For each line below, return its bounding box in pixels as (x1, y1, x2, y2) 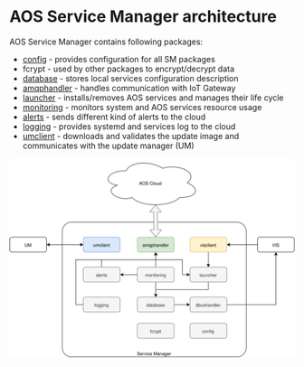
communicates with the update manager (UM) (22, 140, 195, 151)
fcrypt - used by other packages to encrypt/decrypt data (22, 63, 235, 74)
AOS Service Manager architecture (9, 6, 278, 27)
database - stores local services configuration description (22, 72, 239, 83)
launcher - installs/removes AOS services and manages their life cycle (22, 92, 284, 103)
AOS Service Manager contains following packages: (9, 36, 204, 47)
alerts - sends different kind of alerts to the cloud (22, 111, 206, 122)
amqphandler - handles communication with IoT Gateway (22, 82, 236, 93)
